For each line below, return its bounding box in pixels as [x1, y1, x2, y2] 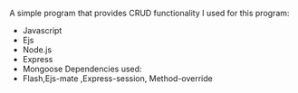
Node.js [22, 44, 53, 55]
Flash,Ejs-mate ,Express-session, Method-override [22, 73, 213, 84]
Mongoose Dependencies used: [22, 63, 142, 74]
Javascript [22, 25, 62, 35]
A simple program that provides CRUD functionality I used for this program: [9, 8, 290, 18]
